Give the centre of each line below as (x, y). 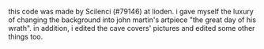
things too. (26, 36)
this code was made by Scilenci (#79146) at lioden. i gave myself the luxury (131, 11)
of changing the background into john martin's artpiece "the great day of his (132, 20)
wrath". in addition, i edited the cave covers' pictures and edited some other (132, 28)
